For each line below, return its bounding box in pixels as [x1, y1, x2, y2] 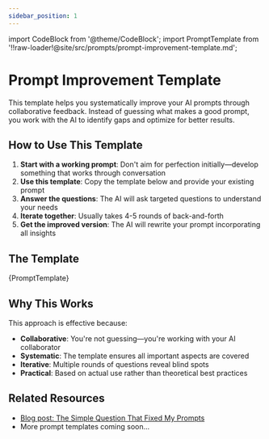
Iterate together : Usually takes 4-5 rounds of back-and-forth [19, 211, 225, 221]
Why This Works [8, 297, 95, 310]
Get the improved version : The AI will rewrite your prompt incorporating [19, 220, 261, 230]
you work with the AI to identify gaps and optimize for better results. [8, 115, 236, 125]
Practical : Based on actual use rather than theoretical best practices [19, 369, 248, 378]
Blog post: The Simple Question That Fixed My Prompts [19, 413, 205, 423]
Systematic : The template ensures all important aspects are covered [19, 351, 250, 361]
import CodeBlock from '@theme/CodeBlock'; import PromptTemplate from [8, 34, 259, 44]
